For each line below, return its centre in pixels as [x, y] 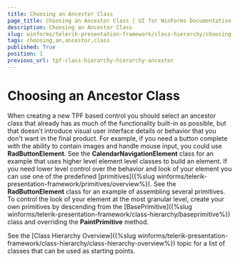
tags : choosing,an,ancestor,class [59, 41]
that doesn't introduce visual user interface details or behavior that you [112, 131]
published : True [31, 47]
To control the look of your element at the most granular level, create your [116, 199]
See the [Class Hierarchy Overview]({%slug [72, 236]
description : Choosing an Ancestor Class [70, 27]
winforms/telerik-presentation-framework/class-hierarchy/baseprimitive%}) [119, 214]
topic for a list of [201, 243]
